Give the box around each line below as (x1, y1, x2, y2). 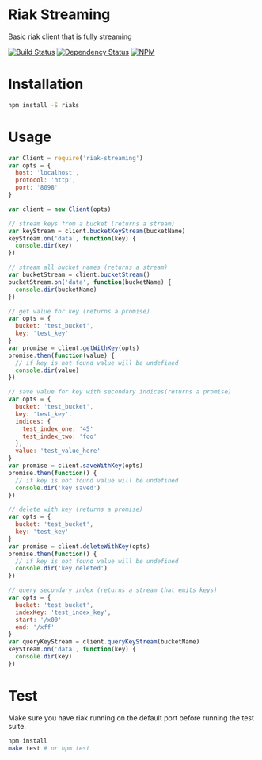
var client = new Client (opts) (8, 205, 112, 213)
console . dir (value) (15, 367, 80, 374)
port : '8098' (15, 184, 59, 192)
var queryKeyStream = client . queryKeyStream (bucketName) (8, 638, 200, 646)
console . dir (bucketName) (15, 286, 97, 294)
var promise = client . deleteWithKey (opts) (8, 542, 150, 551)
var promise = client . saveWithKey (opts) (8, 462, 144, 470)
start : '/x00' (15, 616, 62, 624)
